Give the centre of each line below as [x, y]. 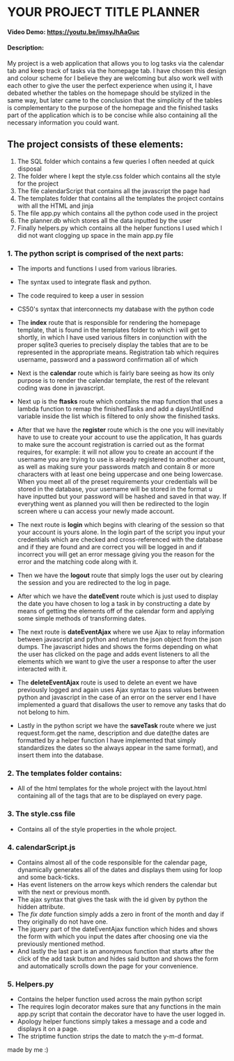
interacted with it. [42, 669]
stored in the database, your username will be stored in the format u [115, 489]
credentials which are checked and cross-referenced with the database [120, 540]
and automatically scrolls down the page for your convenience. [108, 965]
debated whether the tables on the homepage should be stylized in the [109, 93]
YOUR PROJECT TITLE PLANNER [103, 12]
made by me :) [28, 1050]
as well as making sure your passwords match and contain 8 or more [116, 467]
